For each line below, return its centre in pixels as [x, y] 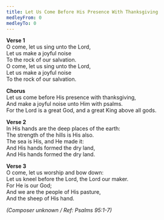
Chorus [16, 91]
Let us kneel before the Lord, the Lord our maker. [67, 179]
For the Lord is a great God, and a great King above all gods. [81, 111]
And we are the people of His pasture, [54, 192]
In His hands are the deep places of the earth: [64, 129]
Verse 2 [16, 122]
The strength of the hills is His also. [50, 135]
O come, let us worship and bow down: [55, 173]
